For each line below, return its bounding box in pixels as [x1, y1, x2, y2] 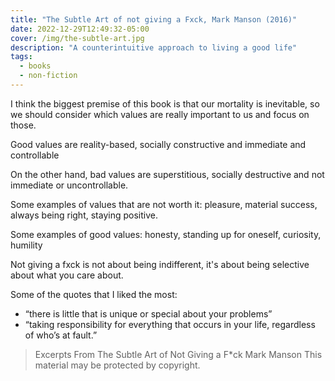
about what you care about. [10, 269, 124, 281]
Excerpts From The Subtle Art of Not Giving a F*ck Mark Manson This [34, 348, 323, 360]
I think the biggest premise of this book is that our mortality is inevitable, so [10, 97, 320, 110]
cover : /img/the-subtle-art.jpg [10, 33, 145, 43]
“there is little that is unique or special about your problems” [24, 307, 273, 320]
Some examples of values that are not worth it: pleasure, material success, [10, 198, 318, 210]
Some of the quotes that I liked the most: [10, 288, 178, 300]
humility [10, 239, 43, 251]
